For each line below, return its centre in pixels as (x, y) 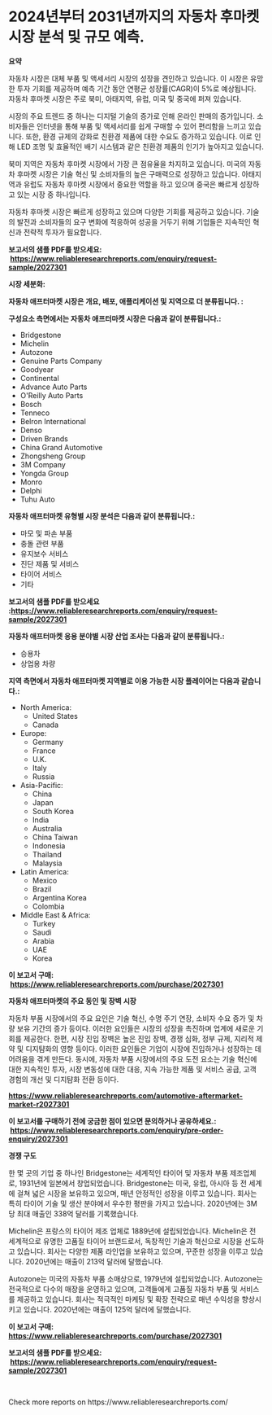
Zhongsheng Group (53, 456)
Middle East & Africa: (55, 915)
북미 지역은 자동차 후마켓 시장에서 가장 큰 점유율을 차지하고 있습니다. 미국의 (127, 164)
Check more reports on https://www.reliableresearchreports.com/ (119, 1402)
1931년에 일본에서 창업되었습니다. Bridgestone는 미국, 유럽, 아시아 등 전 (133, 1183)
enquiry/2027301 (38, 1139)
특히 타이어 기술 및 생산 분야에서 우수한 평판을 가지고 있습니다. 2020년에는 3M (133, 1203)
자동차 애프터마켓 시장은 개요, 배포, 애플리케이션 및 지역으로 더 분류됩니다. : (126, 301)
